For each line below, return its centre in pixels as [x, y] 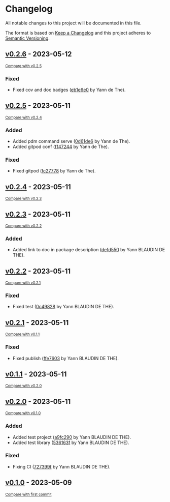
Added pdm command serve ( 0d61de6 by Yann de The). [71, 141]
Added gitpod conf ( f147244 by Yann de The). [61, 147]
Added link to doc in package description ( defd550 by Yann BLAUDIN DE [89, 250]
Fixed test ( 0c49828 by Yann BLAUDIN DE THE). [63, 307]
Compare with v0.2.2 [24, 226]
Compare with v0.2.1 [23, 283]
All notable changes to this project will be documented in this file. [74, 23]
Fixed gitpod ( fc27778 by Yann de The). [54, 171]
